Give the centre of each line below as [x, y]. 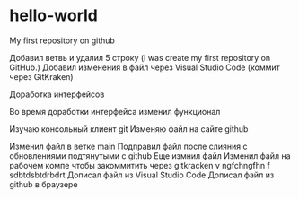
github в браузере [44, 184]
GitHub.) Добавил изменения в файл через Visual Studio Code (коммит [145, 67]
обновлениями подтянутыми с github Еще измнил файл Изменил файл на [150, 156]
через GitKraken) [41, 76]
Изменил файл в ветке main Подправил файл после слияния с [128, 146]
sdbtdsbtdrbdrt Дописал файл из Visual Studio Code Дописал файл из [142, 175]
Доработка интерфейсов [57, 94]
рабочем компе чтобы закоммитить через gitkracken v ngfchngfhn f [140, 165]
